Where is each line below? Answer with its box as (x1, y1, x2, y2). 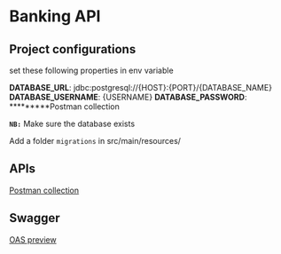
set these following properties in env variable (9, 65, 175, 75)
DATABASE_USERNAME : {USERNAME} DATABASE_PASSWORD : (9, 91, 247, 102)
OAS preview (9, 234, 57, 245)
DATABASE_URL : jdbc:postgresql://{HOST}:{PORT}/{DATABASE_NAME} (9, 83, 273, 92)
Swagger (9, 210, 60, 226)
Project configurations (9, 42, 137, 57)
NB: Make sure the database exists (9, 118, 136, 129)
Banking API (9, 6, 101, 27)
